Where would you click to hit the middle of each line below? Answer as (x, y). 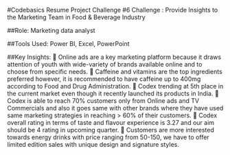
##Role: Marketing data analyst (51, 31)
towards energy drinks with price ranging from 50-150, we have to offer (108, 137)
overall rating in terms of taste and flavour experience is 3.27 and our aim (111, 122)
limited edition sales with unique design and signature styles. (93, 144)
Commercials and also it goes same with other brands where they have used (115, 108)
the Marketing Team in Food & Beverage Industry (76, 17)
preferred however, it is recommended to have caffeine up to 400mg (104, 79)
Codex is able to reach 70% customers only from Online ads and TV (103, 101)
